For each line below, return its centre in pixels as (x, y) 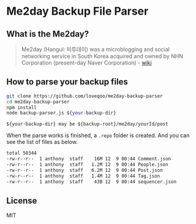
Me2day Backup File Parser (77, 11)
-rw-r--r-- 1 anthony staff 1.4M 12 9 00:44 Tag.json (83, 176)
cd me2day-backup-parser (38, 102)
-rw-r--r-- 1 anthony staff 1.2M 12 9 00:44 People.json (87, 165)
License (22, 200)
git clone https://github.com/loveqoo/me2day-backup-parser (85, 96)
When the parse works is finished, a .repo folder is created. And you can (98, 135)
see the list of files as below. (42, 142)
